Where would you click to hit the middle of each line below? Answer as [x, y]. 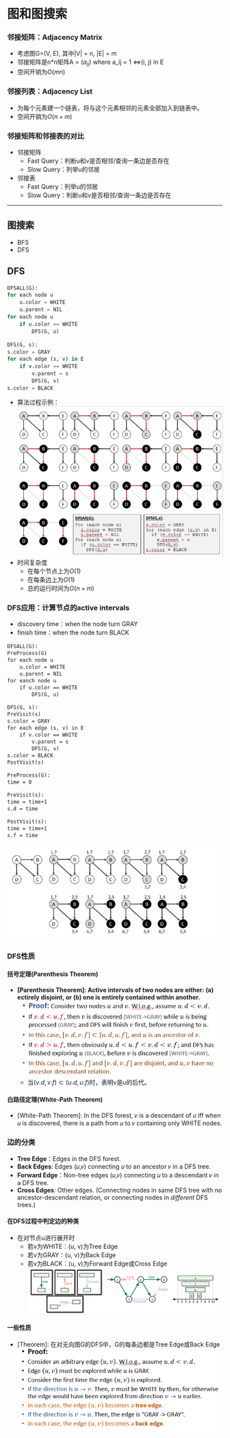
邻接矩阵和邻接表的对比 [46, 136]
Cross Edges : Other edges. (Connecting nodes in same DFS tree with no [119, 1190]
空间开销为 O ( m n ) [41, 72]
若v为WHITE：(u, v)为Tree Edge [73, 1247]
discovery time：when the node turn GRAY [77, 624]
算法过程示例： [38, 402]
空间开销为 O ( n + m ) [44, 116]
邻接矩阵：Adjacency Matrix [55, 37]
